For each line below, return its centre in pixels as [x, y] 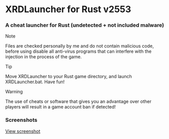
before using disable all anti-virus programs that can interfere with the [78, 51]
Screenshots [21, 120]
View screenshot [23, 131]
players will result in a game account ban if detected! [60, 107]
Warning [14, 92]
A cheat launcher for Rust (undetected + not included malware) [85, 25]
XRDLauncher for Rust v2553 [68, 9]
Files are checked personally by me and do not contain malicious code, [80, 46]
